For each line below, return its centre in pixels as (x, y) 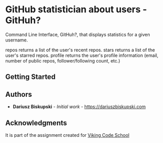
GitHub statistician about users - (76, 9)
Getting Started (30, 77)
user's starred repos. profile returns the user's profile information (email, (82, 55)
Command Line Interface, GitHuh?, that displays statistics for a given (78, 34)
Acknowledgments (36, 123)
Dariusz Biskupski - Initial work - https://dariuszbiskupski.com (79, 107)
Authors (19, 94)
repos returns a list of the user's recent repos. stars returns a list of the (80, 50)
